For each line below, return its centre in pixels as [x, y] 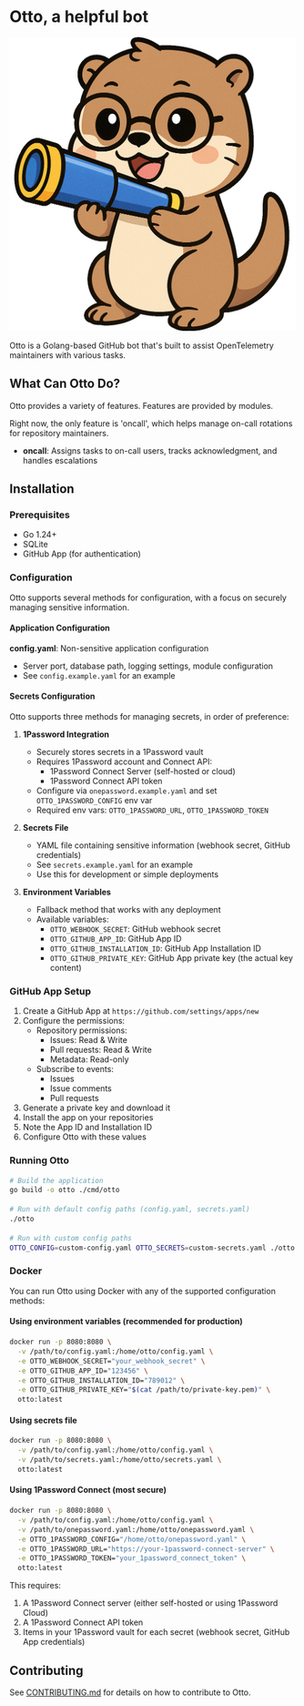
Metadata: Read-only [89, 1059]
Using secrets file [43, 1420]
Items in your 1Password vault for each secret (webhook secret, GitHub [156, 1632]
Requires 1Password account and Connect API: [124, 761]
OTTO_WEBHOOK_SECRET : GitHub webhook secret [135, 929]
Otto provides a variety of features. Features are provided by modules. [142, 405]
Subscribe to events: [75, 1069]
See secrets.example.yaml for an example [115, 864]
